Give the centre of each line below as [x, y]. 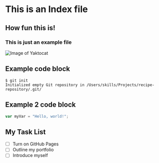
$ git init [17, 80]
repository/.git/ [23, 89]
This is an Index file [47, 9]
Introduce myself [30, 155]
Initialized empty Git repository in [45, 85]
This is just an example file [39, 42]
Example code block [38, 69]
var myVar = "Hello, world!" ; [37, 116]
